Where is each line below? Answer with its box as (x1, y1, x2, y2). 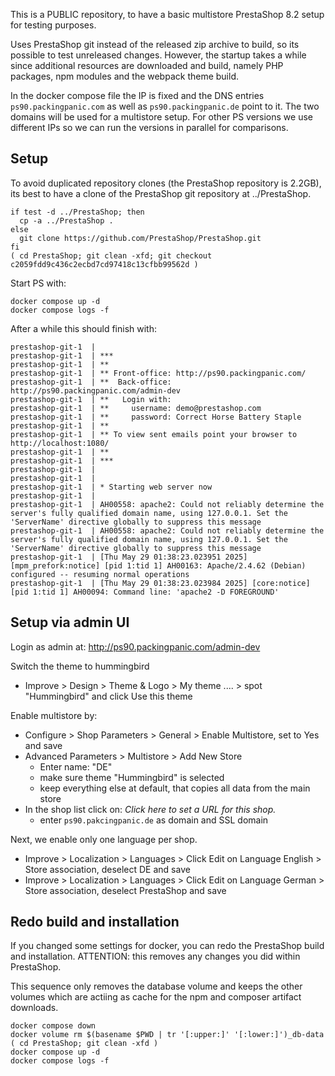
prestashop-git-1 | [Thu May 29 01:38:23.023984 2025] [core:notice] (10, 578, 311, 588)
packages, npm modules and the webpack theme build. (10, 70, 240, 82)
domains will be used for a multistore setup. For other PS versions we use (10, 111, 313, 123)
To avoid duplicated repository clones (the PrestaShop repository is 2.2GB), (10, 177, 322, 189)
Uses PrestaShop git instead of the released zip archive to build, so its (10, 39, 300, 50)
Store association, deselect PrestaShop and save (24, 884, 227, 896)
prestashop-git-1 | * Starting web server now (10, 482, 213, 492)
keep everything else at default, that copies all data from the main (39, 782, 311, 794)
